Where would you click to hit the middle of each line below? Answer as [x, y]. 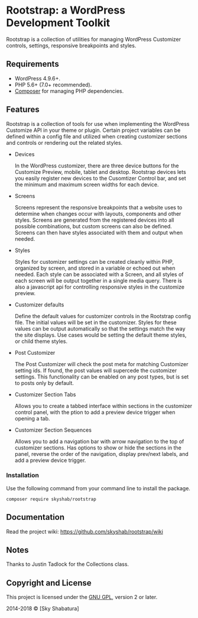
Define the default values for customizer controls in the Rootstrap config [103, 316]
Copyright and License [49, 583]
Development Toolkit [58, 23]
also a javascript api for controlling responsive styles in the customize [100, 287]
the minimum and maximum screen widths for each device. [87, 185]
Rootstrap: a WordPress [66, 10]
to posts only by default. [44, 383]
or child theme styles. [41, 341]
